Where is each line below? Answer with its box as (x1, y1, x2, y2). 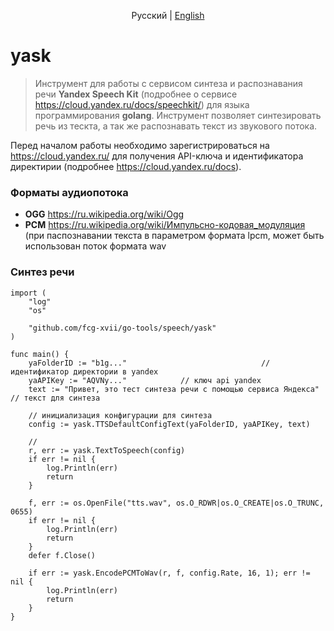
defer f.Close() (28, 550, 97, 560)
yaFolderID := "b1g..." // (28, 358, 271, 368)
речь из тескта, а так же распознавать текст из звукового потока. (34, 120, 318, 132)
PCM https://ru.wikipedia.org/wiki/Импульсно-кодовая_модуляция (24, 219, 306, 231)
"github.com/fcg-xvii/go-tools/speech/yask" (28, 323, 217, 333)
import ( (10, 288, 47, 298)
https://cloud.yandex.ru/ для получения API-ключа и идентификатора (10, 150, 304, 162)
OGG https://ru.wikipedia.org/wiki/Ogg (24, 208, 185, 220)
